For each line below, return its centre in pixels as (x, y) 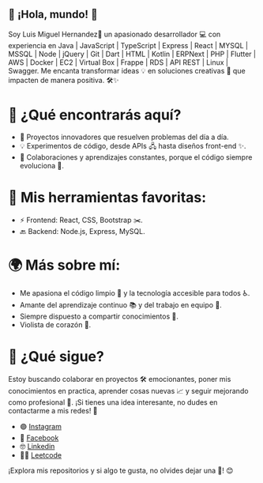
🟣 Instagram (40, 426)
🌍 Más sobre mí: (64, 265)
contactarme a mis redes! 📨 (53, 410)
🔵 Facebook (39, 438)
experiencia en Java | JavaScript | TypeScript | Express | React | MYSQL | (128, 45)
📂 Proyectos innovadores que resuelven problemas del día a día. (124, 137)
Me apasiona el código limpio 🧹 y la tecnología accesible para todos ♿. (135, 292)
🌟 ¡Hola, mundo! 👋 (53, 15)
